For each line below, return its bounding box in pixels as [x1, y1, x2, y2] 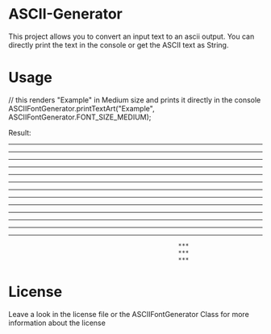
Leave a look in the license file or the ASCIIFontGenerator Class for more [8, 309, 250, 319]
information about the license [8, 318, 106, 328]
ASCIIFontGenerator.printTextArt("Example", [8, 103, 155, 113]
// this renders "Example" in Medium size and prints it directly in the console [8, 94, 261, 105]
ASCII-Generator [8, 5, 123, 23]
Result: [8, 127, 31, 137]
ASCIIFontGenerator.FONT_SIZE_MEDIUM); [8, 112, 152, 122]
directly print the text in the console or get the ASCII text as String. [8, 40, 229, 49]
